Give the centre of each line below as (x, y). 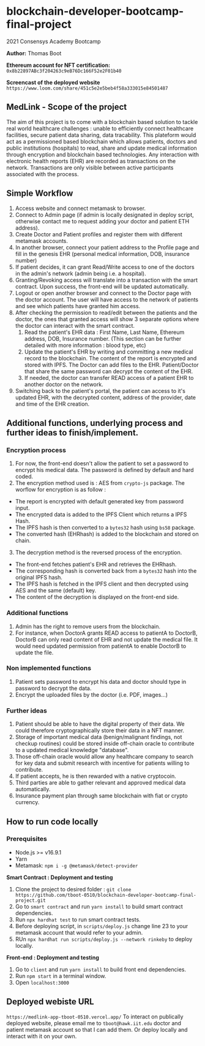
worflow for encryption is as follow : (60, 490)
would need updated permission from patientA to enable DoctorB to (101, 646)
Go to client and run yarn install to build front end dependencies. (101, 969)
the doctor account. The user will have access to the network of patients (107, 300)
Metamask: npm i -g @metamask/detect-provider (76, 865)
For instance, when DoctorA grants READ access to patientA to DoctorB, (106, 633)
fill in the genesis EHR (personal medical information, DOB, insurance (102, 254)
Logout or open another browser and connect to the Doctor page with (103, 293)
